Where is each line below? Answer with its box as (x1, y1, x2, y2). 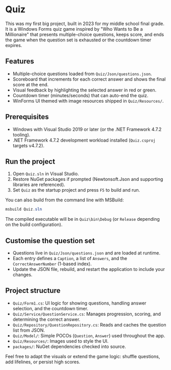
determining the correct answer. (12, 316, 81, 322)
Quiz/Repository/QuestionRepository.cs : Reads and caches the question (12, 321, 166, 328)
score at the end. (12, 81, 49, 87)
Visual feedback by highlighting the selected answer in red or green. (12, 87, 157, 93)
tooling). (12, 131, 31, 137)
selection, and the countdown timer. (12, 305, 88, 311)
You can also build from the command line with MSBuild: (5, 197, 124, 203)
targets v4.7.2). (12, 142, 45, 149)
